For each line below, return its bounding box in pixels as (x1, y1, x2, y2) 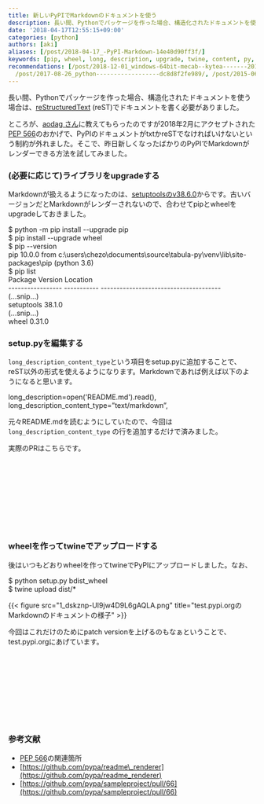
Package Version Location (8, 274, 93, 284)
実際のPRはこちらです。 (8, 443, 86, 453)
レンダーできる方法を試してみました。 (8, 149, 132, 158)
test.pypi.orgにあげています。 (8, 637, 104, 646)
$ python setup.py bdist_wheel (8, 575, 108, 586)
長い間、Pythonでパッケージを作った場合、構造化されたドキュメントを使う (8, 92, 251, 102)
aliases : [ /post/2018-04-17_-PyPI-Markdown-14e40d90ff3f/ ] (8, 48, 206, 56)
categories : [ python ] (8, 33, 79, 42)
